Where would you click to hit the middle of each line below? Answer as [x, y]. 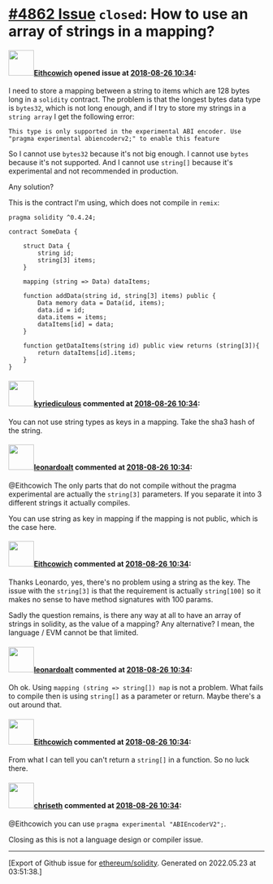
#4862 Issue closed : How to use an [128, 14]
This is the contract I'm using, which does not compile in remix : [114, 203]
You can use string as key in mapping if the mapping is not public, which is [133, 519]
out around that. [35, 705]
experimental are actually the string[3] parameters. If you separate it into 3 [135, 494]
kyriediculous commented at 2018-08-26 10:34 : [117, 403]
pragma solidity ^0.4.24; [52, 218]
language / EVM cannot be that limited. [74, 632]
